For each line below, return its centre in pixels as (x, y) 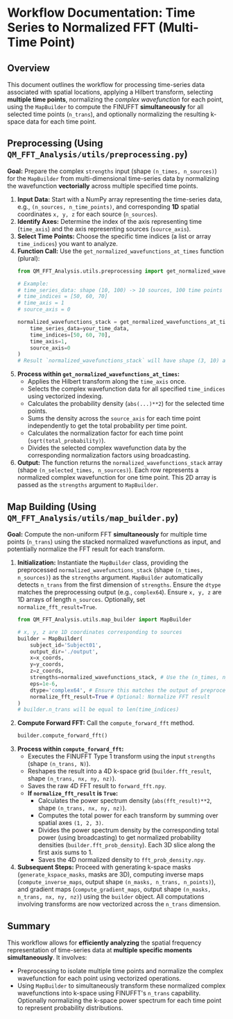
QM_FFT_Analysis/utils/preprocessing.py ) (98, 154)
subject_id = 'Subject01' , (66, 645)
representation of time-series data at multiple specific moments (100, 949)
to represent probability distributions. (70, 1008)
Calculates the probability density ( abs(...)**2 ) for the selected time (126, 404)
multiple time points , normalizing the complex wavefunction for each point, (115, 99)
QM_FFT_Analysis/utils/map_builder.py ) (93, 517)
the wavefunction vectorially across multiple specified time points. (103, 186)
